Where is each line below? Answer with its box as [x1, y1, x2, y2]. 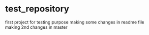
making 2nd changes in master [5, 24, 68, 30]
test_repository [5, 3, 70, 14]
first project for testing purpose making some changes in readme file [5, 19, 145, 25]
